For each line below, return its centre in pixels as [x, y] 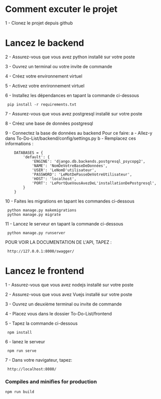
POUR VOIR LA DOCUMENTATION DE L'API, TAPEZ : [58, 242]
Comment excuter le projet [61, 9]
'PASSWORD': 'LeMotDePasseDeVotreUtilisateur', [82, 174]
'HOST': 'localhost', [54, 179]
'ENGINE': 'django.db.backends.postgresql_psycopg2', [88, 161]
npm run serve [22, 351]
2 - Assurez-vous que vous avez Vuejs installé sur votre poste [69, 294]
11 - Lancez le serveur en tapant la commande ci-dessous [64, 224]
